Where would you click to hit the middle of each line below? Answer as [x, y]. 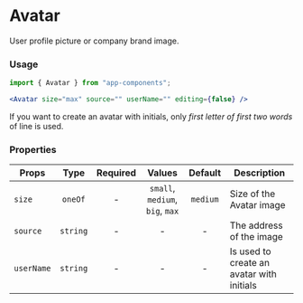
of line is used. [37, 126]
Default [205, 173]
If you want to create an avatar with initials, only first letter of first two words [151, 116]
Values [162, 173]
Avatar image [257, 205]
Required [116, 173]
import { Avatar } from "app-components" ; [90, 83]
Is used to [251, 251]
